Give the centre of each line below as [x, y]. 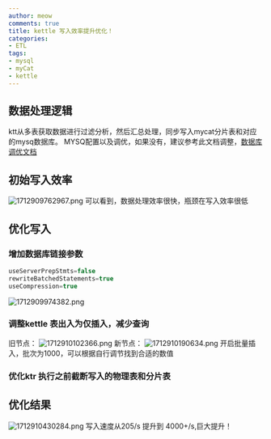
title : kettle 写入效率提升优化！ [61, 31]
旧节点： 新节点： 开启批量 [129, 343]
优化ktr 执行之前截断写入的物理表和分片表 [90, 376]
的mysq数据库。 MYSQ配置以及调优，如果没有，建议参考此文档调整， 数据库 [135, 141]
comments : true [34, 23]
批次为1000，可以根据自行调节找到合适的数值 [98, 353]
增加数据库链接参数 [46, 254]
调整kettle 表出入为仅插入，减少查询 [79, 324]
